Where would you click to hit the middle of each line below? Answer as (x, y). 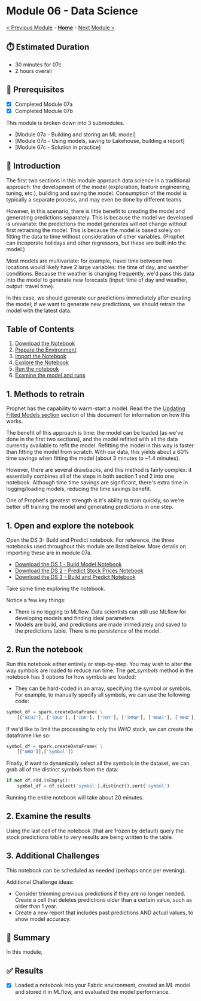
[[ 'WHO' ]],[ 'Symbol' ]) (45, 752)
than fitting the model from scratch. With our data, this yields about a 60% (98, 452)
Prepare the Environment (45, 350)
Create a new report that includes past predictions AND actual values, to (104, 913)
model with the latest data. (39, 310)
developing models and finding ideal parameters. (75, 618)
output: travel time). (31, 286)
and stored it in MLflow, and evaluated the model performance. (92, 992)
